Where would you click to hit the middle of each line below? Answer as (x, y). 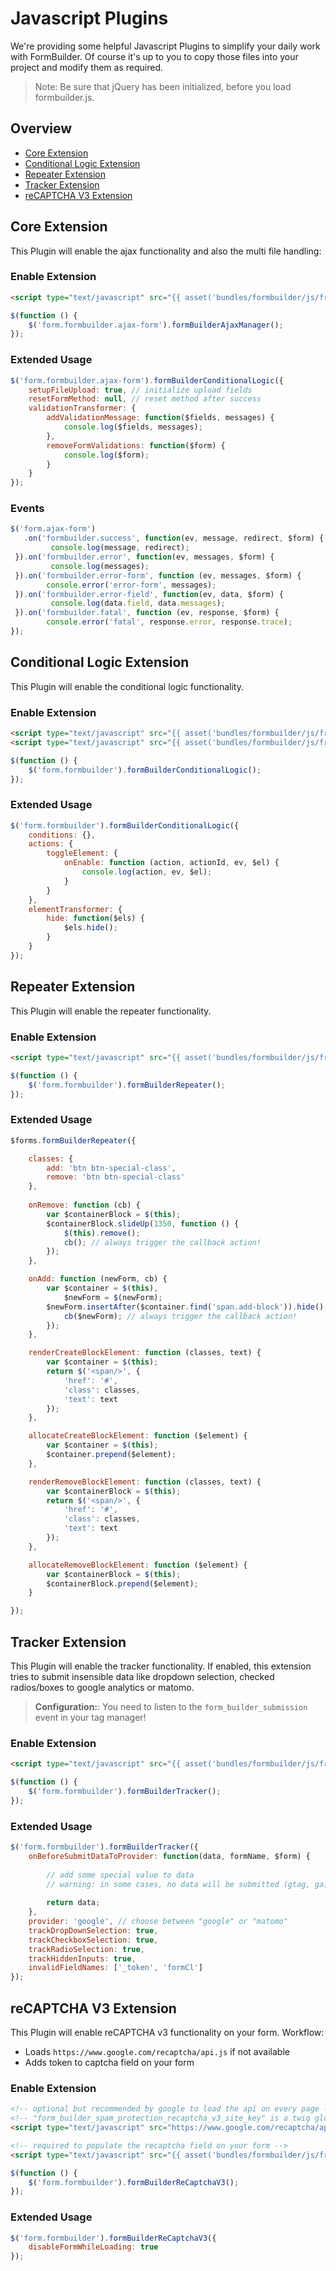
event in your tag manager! (90, 1717)
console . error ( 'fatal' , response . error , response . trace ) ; (169, 622)
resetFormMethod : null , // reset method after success (145, 399)
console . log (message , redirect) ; (120, 548)
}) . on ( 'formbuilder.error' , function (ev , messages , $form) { (144, 557)
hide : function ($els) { (95, 918)
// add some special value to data (120, 1875)
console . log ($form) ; (106, 455)
